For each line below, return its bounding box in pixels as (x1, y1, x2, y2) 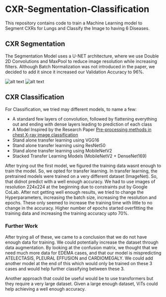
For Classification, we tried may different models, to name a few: (5, 106, 137, 112)
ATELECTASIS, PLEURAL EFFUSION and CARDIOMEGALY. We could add (5, 255, 154, 261)
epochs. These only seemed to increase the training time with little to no (5, 199, 153, 205)
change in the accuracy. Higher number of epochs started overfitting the (5, 205, 154, 211)
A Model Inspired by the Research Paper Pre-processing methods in (12, 126, 152, 133)
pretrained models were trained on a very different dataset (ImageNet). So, (5, 173, 158, 179)
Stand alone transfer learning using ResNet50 (12, 142, 106, 148)
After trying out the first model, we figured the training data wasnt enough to (5, 162, 162, 168)
